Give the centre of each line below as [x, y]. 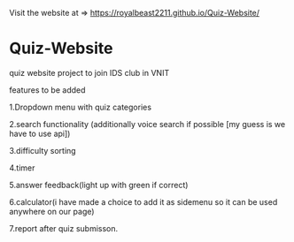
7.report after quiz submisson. [64, 228]
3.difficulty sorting [43, 150]
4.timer [22, 168]
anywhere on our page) [52, 211]
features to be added [47, 90]
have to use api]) [40, 133]
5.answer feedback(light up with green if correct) [99, 185]
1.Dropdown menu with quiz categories [81, 107]
